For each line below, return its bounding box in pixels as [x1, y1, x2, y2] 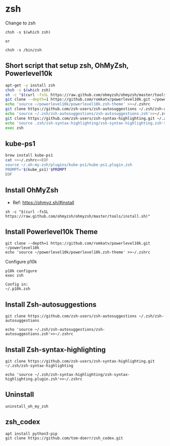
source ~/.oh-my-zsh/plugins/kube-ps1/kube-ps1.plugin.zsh [5, 162, 133, 168]
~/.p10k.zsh [5, 286, 30, 291]
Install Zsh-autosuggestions [5, 300, 97, 309]
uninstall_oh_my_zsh [5, 404, 49, 409]
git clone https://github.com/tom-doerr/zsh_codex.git [5, 435, 123, 440]
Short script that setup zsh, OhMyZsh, [5, 62, 129, 70]
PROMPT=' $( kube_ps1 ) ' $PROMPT [5, 167, 67, 172]
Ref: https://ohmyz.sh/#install [12, 199, 74, 205]
